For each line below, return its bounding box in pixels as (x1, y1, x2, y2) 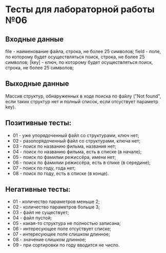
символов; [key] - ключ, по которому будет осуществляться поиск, (5, 59, 153, 65)
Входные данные (5, 35, 64, 43)
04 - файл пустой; (12, 215, 52, 221)
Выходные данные (5, 79, 69, 88)
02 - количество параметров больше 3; (12, 204, 100, 210)
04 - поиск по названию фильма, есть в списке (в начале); (12, 148, 142, 154)
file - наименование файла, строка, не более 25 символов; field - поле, (5, 49, 161, 54)
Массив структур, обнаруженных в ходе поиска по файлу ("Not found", (5, 93, 161, 99)
